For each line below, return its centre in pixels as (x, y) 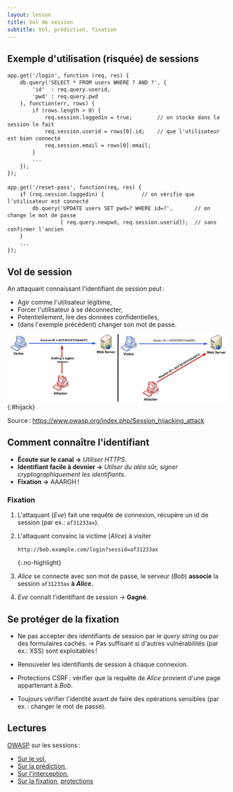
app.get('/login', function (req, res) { (68, 76)
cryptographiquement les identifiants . (72, 474)
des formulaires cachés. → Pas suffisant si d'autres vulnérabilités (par (118, 643)
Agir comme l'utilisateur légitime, (65, 302)
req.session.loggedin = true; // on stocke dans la (132, 118)
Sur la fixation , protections (55, 781)
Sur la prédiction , (42, 766)
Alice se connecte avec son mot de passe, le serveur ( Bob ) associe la (118, 576)
